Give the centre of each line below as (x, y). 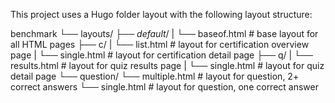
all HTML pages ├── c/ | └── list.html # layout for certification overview (160, 44)
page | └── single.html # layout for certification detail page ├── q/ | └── (161, 55)
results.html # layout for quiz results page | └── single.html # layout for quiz (167, 65)
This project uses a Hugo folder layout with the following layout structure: (161, 14)
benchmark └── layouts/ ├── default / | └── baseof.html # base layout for (164, 33)
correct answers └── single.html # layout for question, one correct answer (164, 87)
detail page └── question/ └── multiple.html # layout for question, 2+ (155, 76)
